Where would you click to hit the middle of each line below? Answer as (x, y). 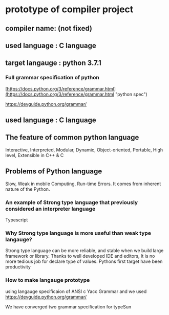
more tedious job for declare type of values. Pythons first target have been (84, 261)
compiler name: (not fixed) (49, 28)
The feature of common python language (72, 137)
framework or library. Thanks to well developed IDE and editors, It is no (80, 256)
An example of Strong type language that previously (72, 202)
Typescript (17, 220)
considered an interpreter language (50, 209)
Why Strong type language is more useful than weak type (78, 233)
